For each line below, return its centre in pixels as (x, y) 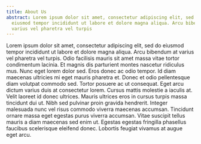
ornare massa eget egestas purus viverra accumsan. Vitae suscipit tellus (96, 116)
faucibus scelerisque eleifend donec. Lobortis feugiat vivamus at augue (95, 128)
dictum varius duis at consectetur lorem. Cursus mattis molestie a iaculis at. (99, 90)
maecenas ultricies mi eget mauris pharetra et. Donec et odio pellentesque (98, 77)
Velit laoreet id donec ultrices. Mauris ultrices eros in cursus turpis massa (97, 97)
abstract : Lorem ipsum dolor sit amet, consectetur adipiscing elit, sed (100, 17)
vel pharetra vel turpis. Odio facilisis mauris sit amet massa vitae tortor (93, 58)
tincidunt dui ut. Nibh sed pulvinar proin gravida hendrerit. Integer (87, 103)
